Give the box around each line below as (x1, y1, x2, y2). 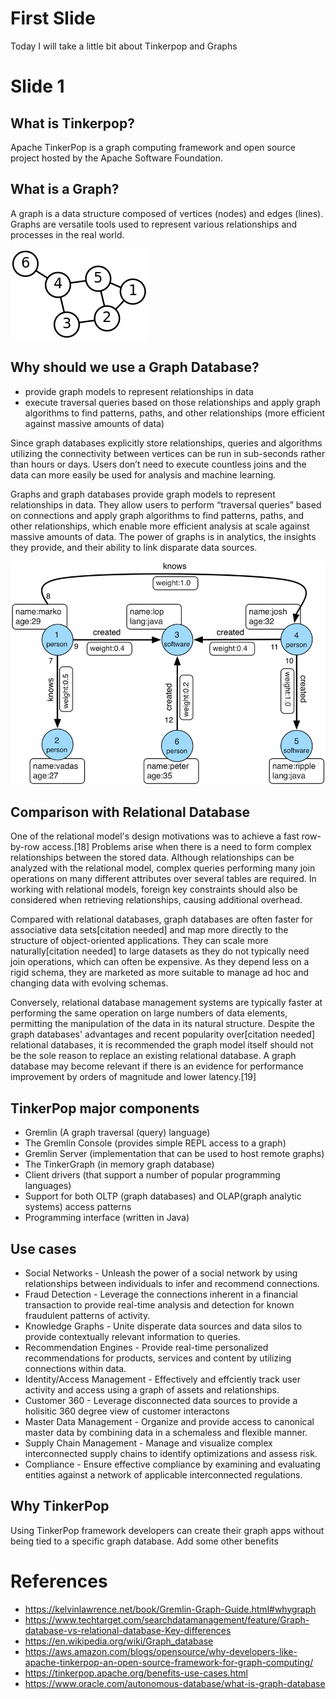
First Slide (10, 7, 96, 30)
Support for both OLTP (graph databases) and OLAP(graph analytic (24, 1190, 302, 1202)
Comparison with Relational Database (10, 803, 250, 821)
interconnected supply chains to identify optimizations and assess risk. (24, 1447, 318, 1459)
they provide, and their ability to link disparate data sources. (10, 541, 258, 553)
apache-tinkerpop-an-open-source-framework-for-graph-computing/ (24, 1656, 314, 1668)
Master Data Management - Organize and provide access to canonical (24, 1415, 315, 1427)
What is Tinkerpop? (10, 115, 135, 132)
